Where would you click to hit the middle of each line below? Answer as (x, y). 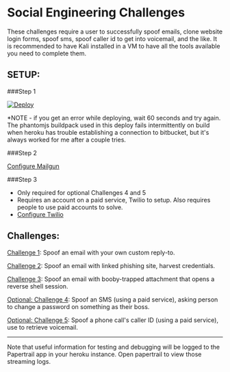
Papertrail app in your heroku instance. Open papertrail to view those (104, 354)
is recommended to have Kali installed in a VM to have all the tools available (114, 46)
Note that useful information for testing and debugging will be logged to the (114, 347)
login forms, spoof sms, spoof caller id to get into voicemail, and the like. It (112, 38)
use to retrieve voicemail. (43, 327)
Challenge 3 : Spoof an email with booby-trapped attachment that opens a (111, 279)
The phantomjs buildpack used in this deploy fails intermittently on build (108, 125)
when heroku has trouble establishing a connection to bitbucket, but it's (108, 132)
